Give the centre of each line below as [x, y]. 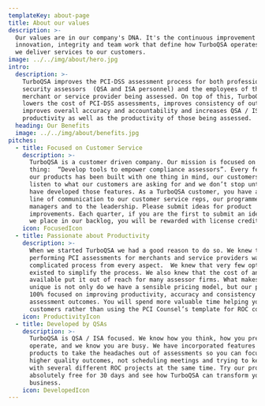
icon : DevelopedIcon [56, 390]
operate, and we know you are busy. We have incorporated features [142, 346]
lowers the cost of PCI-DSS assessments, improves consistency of [134, 103]
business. [45, 383]
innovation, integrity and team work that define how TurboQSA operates [137, 45]
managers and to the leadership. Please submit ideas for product [140, 206]
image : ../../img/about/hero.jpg [63, 60]
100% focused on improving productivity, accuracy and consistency [142, 295]
